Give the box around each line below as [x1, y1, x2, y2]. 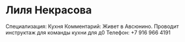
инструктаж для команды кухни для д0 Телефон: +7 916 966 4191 [5, 29, 171, 36]
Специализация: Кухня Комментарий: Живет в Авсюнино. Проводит [5, 23, 179, 30]
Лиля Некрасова [5, 3, 92, 17]
